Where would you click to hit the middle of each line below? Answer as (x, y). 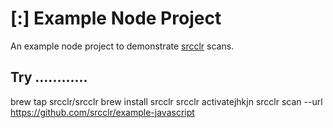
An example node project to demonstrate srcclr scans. (122, 46)
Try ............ (49, 77)
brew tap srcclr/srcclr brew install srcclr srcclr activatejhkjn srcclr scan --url (166, 101)
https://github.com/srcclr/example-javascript (102, 112)
